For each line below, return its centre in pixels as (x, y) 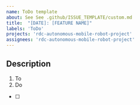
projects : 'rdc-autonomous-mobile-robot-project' (69, 34)
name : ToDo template (32, 12)
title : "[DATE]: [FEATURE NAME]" (49, 23)
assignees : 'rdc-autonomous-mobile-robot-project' (71, 40)
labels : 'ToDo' (25, 28)
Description (28, 64)
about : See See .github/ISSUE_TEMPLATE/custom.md (69, 17)
